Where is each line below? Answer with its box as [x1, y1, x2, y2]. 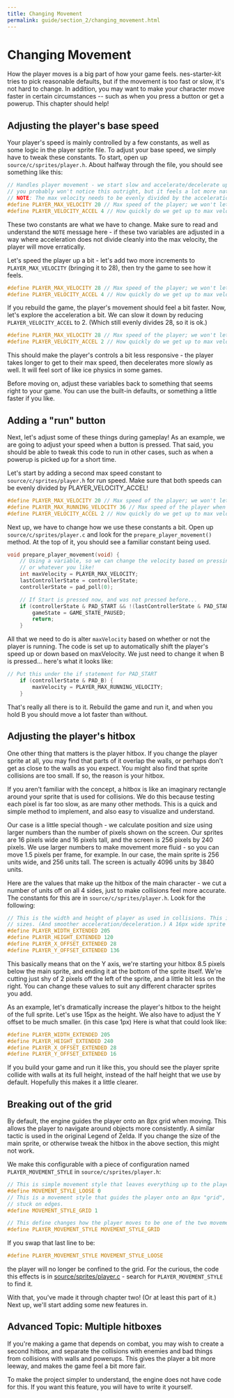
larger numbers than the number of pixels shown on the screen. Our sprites [7, 828, 224, 836]
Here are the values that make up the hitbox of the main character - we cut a [7, 878, 227, 887]
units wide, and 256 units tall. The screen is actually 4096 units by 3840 [7, 857, 214, 866]
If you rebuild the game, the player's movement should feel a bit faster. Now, [7, 303, 226, 312]
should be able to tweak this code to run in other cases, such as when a [7, 448, 214, 456]
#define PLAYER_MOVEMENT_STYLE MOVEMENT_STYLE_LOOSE [7, 1252, 164, 1260]
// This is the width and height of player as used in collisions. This [7, 915, 223, 922]
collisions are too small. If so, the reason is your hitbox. [7, 771, 165, 780]
